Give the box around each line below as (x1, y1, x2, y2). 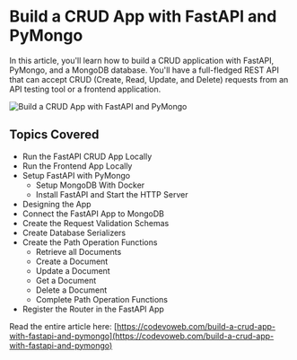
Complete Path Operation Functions (35, 294, 169, 304)
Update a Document (35, 265, 110, 276)
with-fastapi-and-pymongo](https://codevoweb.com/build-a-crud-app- (9, 330, 275, 341)
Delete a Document (35, 285, 108, 295)
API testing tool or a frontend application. (9, 83, 162, 94)
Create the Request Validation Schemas (22, 217, 170, 228)
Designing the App (22, 198, 92, 209)
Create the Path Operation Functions (22, 236, 158, 248)
